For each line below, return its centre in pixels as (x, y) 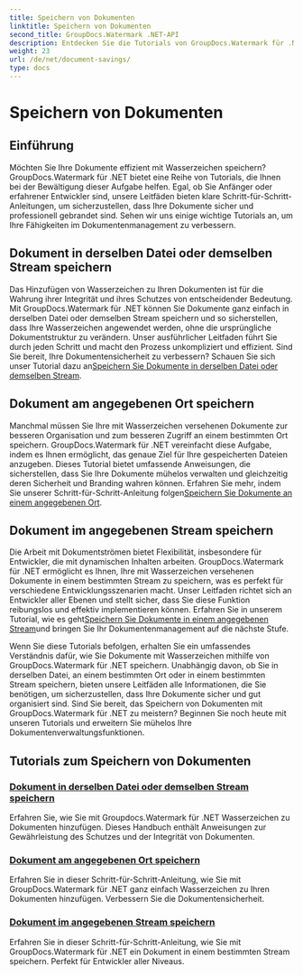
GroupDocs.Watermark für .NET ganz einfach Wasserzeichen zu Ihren (140, 889)
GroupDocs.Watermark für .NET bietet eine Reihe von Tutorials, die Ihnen (145, 177)
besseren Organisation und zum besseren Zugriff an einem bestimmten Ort (149, 435)
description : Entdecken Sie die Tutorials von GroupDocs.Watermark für (147, 43)
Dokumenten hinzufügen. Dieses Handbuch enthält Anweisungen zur (138, 827)
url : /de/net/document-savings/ (70, 60)
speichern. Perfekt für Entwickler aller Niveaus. (97, 961)
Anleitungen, (33, 206)
